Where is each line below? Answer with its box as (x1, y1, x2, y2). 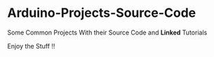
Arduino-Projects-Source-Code (7, 5, 196, 21)
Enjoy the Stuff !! (7, 42, 55, 50)
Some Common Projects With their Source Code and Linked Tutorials (7, 28, 208, 37)
